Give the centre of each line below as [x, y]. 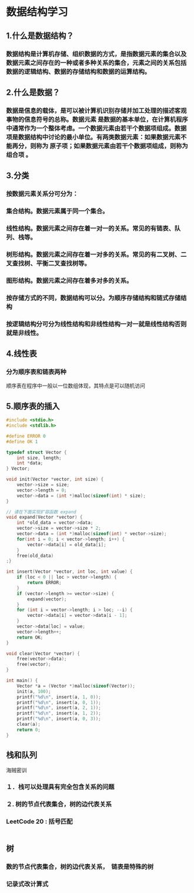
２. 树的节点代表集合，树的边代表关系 [59, 804]
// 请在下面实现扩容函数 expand [41, 512]
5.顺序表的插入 [33, 406]
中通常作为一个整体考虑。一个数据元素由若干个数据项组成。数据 [96, 128]
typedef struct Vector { [36, 452]
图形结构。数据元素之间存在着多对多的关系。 [69, 280]
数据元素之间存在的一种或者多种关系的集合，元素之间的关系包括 [96, 62]
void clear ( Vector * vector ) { [43, 653]
